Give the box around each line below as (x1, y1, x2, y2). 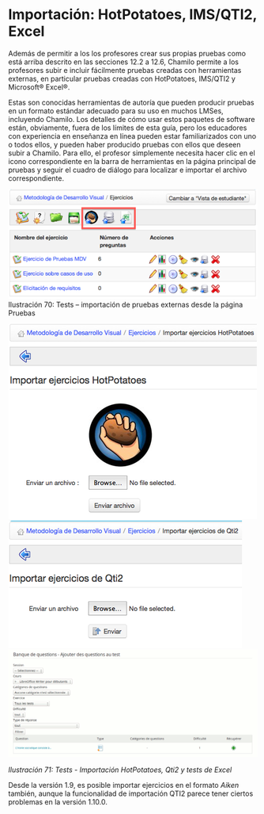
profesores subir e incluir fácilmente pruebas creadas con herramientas (8, 65, 242, 75)
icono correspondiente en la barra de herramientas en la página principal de (8, 156, 257, 166)
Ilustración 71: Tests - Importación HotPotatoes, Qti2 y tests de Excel (8, 765, 232, 774)
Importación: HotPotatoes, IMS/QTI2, (8, 6, 257, 24)
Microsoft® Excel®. (8, 82, 70, 92)
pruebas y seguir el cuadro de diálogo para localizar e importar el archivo (8, 165, 247, 174)
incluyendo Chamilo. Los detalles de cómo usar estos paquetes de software (8, 114, 255, 124)
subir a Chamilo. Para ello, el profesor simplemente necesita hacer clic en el (8, 148, 255, 158)
